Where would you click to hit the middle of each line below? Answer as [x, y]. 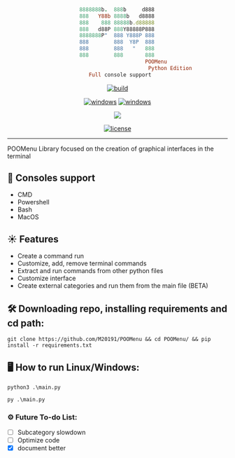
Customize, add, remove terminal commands [82, 263]
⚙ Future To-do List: [42, 417]
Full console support [120, 75]
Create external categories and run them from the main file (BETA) [113, 286]
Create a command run [50, 256]
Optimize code [38, 440]
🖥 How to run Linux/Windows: [73, 368]
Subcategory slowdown [51, 432]
